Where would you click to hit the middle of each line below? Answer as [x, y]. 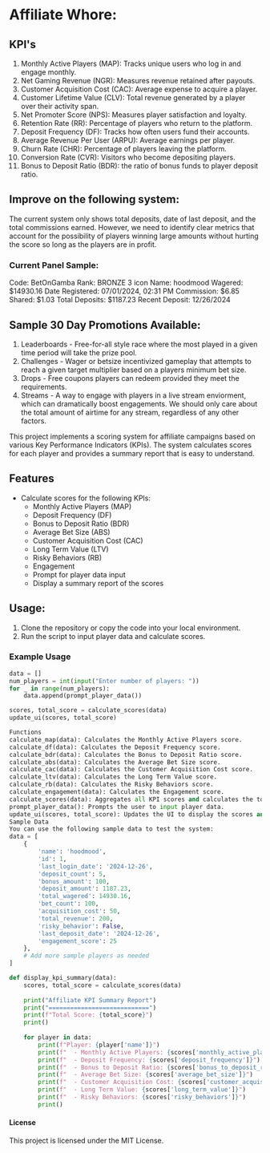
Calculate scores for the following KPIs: [86, 498]
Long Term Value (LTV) [71, 549]
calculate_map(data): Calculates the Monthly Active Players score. [126, 739]
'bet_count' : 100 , [69, 904]
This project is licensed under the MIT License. [87, 1141]
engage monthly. [48, 72]
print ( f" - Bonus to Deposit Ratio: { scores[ [117, 1067]
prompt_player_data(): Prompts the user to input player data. [117, 807]
